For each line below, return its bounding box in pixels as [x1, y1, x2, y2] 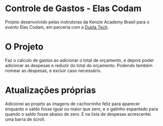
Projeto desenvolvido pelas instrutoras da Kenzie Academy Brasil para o [5, 19, 150, 25]
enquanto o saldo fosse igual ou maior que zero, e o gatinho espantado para [5, 106, 158, 112]
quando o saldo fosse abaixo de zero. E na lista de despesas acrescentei [5, 111, 151, 117]
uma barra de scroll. [5, 116, 45, 122]
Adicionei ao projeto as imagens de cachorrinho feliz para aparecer [5, 101, 140, 107]
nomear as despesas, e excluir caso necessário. [5, 68, 102, 73]
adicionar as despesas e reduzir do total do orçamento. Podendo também [5, 62, 153, 68]
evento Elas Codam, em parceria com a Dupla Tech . [5, 24, 109, 30]
